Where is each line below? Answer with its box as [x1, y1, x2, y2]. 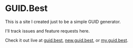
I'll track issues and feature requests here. [5, 28, 90, 34]
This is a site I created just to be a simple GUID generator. [5, 19, 121, 24]
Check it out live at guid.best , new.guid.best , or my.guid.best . [5, 37, 129, 43]
